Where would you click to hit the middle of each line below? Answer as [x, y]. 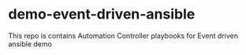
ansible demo [30, 43]
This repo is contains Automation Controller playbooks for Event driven [123, 36]
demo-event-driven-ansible [102, 14]
